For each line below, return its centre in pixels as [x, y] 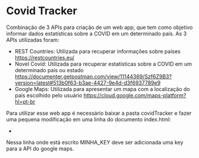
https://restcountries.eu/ [45, 57]
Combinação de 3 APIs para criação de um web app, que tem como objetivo [99, 27]
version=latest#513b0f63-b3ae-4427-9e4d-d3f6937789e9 [88, 83]
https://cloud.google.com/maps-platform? [135, 95]
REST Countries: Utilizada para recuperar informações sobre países [98, 51]
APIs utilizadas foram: [33, 40]
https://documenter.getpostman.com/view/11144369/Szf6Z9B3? [93, 76]
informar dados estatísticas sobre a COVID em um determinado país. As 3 [97, 33]
